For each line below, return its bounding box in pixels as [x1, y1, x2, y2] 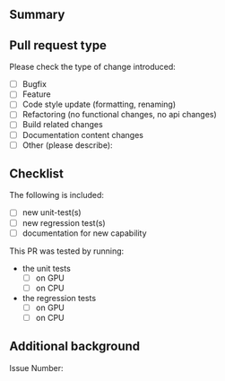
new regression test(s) [22, 217, 106, 228]
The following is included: [9, 190, 105, 201]
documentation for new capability [22, 228, 147, 238]
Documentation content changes [22, 129, 143, 140]
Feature [22, 89, 51, 100]
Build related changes [22, 119, 103, 130]
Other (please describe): [22, 139, 114, 151]
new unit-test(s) [22, 207, 82, 218]
